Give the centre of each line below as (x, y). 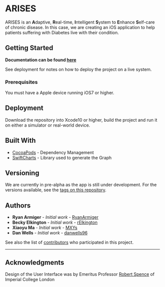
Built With (20, 141)
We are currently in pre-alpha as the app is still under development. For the (81, 185)
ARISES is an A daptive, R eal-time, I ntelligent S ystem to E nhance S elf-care (80, 22)
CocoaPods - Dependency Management (53, 152)
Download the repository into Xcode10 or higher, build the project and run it (81, 120)
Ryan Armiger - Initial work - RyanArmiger (55, 217)
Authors (18, 205)
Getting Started (29, 48)
